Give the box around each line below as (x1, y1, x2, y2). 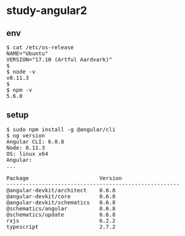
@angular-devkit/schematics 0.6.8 (6, 199, 116, 206)
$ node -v (6, 68, 35, 75)
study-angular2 (6, 4, 87, 18)
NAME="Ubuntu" (6, 50, 49, 57)
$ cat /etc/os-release (6, 44, 74, 50)
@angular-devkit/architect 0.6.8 (6, 187, 116, 193)
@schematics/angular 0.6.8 (6, 205, 116, 212)
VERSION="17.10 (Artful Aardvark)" (6, 56, 113, 63)
